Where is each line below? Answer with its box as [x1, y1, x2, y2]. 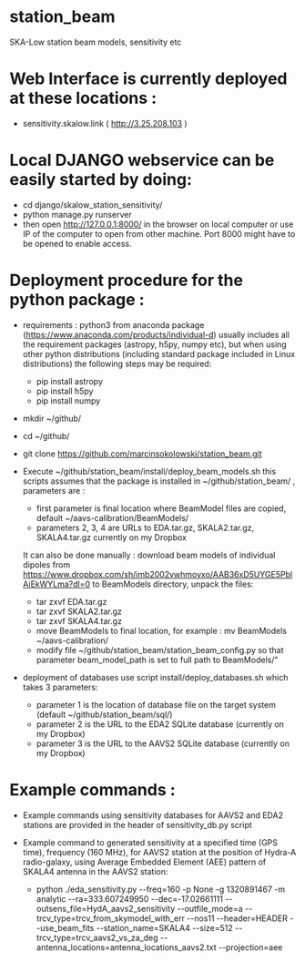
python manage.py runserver [22, 209, 132, 220]
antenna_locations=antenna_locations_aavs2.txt [36, 941, 217, 953]
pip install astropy [36, 375, 103, 386]
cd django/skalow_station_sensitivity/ [22, 199, 163, 210]
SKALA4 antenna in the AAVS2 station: [22, 865, 168, 876]
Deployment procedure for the [9, 271, 244, 291]
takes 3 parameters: [22, 681, 98, 692]
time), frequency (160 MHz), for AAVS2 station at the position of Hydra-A [22, 846, 297, 857]
